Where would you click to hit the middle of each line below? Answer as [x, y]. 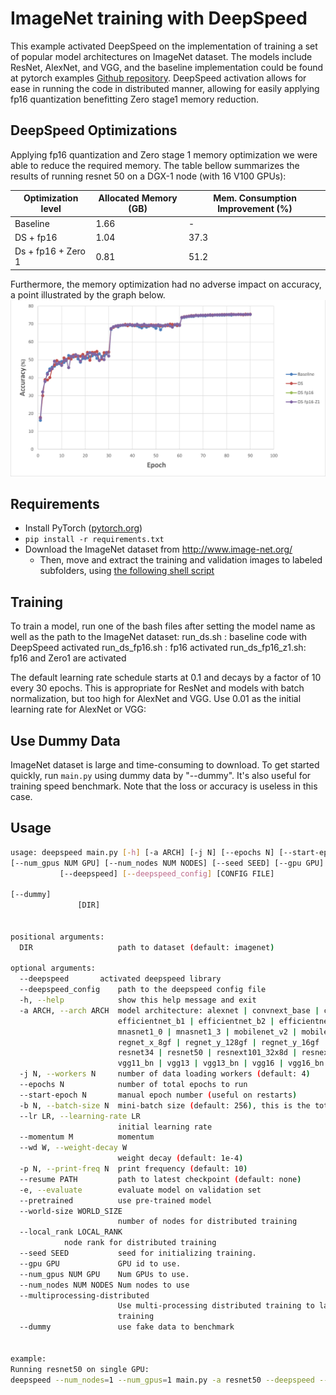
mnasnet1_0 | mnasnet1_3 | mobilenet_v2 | [207, 1032]
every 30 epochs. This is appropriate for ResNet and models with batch [157, 688]
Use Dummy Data [65, 740]
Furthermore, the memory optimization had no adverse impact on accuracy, [166, 284]
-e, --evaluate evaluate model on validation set [140, 1190]
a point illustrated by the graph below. [88, 294]
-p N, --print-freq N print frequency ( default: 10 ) [133, 1169]
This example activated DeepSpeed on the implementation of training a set [164, 46]
